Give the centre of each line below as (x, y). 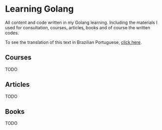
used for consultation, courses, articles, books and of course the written (78, 27)
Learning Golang (40, 9)
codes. (12, 33)
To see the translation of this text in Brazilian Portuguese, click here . (74, 42)
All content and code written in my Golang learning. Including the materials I (81, 22)
